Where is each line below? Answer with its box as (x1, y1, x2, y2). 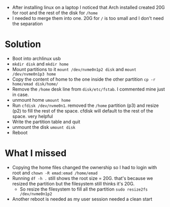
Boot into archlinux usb (12, 55, 61, 61)
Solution (5, 38, 41, 50)
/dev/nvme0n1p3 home (12, 72, 56, 77)
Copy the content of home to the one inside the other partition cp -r (12, 76, 156, 82)
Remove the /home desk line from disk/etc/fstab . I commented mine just (12, 86, 165, 92)
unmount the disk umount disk (12, 124, 76, 130)
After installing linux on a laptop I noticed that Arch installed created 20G (12, 5, 165, 10)
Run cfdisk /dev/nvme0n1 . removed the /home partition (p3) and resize (12, 102, 159, 108)
